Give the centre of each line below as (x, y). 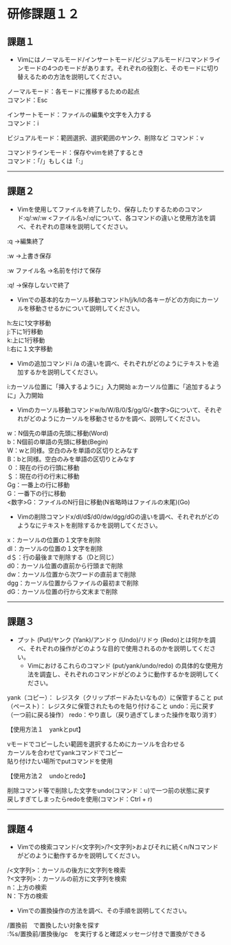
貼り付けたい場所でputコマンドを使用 (60, 761)
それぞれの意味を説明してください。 (80, 226)
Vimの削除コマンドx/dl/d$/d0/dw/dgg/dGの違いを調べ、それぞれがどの (118, 517)
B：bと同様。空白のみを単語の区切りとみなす (71, 459)
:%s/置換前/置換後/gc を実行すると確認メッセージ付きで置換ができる (107, 934)
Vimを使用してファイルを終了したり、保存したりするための (101, 209)
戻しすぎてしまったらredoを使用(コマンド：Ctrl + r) (80, 799)
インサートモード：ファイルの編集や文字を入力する (79, 115)
